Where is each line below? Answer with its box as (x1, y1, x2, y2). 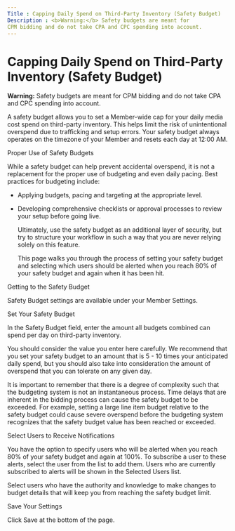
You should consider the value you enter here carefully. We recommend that (7, 345, 228, 353)
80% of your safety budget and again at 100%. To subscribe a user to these (7, 452, 227, 461)
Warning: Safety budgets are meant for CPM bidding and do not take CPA (7, 92, 221, 100)
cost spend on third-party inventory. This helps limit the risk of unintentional (7, 120, 227, 129)
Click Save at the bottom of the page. (7, 516, 115, 524)
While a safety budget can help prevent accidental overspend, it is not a (7, 162, 215, 171)
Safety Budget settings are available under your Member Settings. (7, 296, 198, 305)
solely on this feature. (17, 240, 81, 249)
